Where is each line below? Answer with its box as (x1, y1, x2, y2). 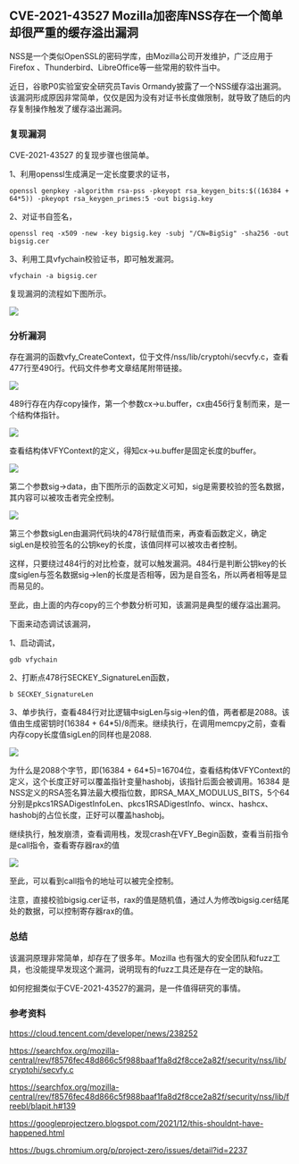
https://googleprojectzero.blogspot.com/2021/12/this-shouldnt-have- (9, 1118, 264, 1128)
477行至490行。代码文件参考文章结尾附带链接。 (9, 363, 187, 374)
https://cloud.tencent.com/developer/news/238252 (9, 1028, 198, 1039)
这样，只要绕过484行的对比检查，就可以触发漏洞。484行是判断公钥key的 (9, 558, 279, 569)
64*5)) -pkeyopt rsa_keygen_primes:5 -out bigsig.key (9, 195, 214, 204)
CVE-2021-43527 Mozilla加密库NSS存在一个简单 (9, 8, 283, 24)
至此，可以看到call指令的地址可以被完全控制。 (9, 875, 179, 887)
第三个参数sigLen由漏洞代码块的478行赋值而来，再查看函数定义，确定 (9, 528, 268, 539)
